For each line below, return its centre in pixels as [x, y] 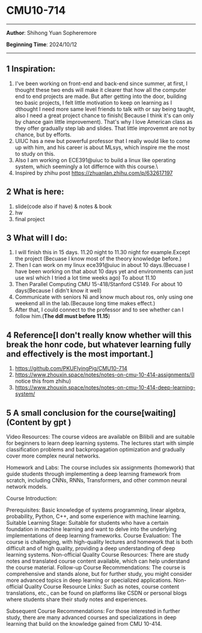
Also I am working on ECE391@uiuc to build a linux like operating [95, 160]
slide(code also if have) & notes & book [63, 206]
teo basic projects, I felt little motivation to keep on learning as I [93, 102]
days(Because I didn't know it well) [58, 291]
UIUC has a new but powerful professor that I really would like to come [103, 141]
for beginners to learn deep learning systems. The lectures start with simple [100, 443]
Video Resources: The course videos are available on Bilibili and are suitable [101, 437]
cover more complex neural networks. [53, 456]
